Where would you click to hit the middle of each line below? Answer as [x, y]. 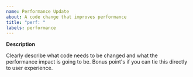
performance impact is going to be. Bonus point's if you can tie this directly [97, 62]
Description [21, 44]
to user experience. [30, 68]
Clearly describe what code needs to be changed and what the [82, 55]
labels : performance [31, 28]
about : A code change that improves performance [66, 17]
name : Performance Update [37, 11]
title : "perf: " [26, 22]
